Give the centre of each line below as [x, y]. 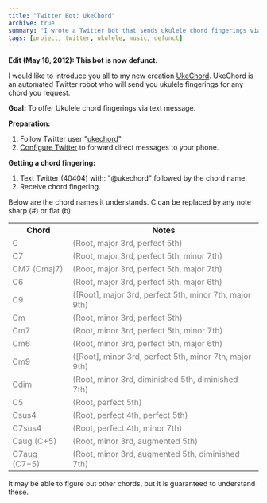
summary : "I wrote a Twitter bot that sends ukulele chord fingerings [128, 30]
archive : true [32, 23]
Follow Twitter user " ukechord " [70, 139]
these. [19, 492]
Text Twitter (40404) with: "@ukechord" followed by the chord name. [133, 178]
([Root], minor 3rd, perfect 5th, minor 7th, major [162, 357]
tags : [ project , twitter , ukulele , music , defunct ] [95, 38]
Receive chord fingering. [60, 187]
